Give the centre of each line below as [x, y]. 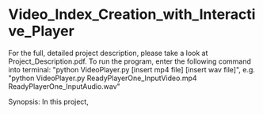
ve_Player [42, 31]
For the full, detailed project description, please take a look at [108, 53]
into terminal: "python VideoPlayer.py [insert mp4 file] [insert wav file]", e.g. [132, 69]
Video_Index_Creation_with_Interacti [132, 15]
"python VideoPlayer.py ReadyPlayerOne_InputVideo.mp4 [103, 78]
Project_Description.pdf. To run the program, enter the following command [130, 61]
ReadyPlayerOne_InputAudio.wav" [64, 86]
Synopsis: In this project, [48, 101]
